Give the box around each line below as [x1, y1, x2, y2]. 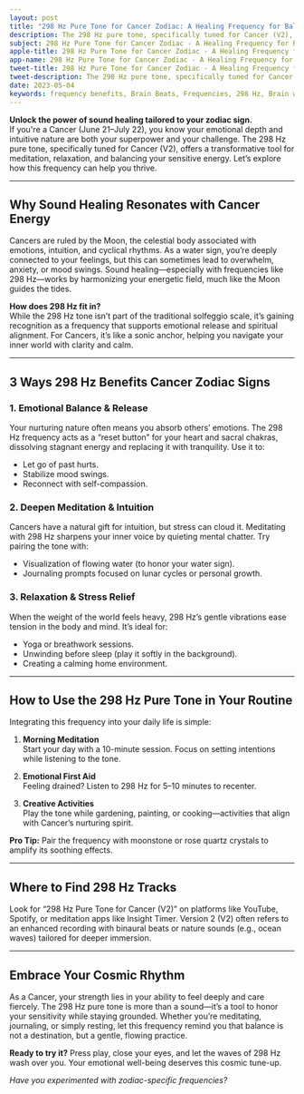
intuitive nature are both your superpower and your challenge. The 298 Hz [9, 133, 287, 144]
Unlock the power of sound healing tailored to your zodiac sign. [9, 114, 253, 125]
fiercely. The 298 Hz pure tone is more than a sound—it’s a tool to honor [9, 1001, 279, 1012]
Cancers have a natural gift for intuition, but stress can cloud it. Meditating [9, 522, 287, 532]
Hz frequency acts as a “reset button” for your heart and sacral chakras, [9, 432, 279, 443]
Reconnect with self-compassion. [22, 478, 148, 489]
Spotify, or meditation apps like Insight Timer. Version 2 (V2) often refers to [9, 913, 290, 924]
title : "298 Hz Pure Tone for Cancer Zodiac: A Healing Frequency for [9, 22, 281, 31]
